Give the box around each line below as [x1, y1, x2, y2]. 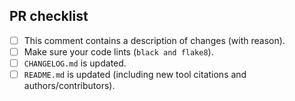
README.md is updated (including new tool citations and [23, 69, 247, 80]
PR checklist [9, 8, 89, 25]
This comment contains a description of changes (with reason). [23, 34, 286, 46]
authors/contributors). [23, 80, 116, 92]
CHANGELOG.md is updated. [23, 57, 127, 69]
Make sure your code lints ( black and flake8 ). [23, 45, 214, 58]
